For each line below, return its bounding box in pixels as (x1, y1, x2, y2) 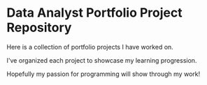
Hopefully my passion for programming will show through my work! (6, 70, 201, 78)
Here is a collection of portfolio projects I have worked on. (6, 42, 174, 51)
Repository (6, 20, 72, 36)
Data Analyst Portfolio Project (6, 5, 183, 21)
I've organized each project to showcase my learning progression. (6, 56, 197, 64)
